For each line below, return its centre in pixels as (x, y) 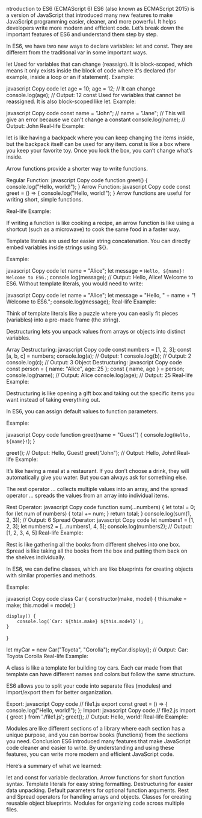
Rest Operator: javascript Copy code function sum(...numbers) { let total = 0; (101, 507)
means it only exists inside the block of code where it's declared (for (91, 71)
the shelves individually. (36, 557)
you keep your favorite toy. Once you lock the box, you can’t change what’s (99, 151)
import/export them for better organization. (60, 692)
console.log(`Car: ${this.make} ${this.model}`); (81, 621)
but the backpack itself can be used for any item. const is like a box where (98, 144)
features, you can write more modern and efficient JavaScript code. (90, 754)
